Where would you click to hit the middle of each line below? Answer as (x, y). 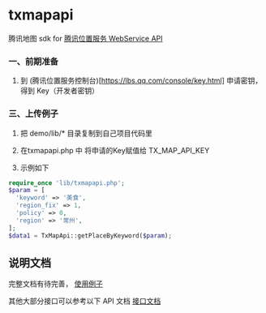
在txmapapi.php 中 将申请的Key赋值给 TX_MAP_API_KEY (115, 150)
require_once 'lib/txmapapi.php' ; (67, 183)
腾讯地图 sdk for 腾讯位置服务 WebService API (86, 38)
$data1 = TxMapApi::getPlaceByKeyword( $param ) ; (90, 236)
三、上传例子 (34, 114)
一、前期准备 (34, 61)
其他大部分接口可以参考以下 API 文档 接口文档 (85, 301)
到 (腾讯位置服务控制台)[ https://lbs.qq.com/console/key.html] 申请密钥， (141, 81)
